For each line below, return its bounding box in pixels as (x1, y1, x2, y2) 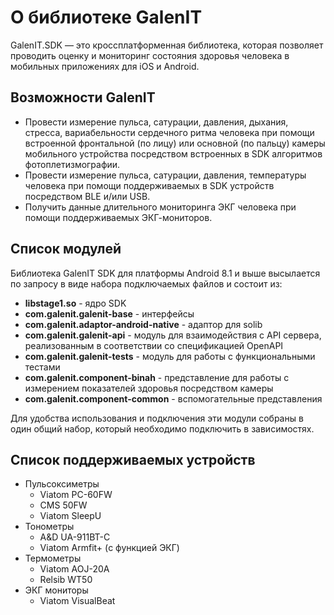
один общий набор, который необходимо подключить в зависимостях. (10, 422, 315, 435)
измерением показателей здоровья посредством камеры (24, 382, 274, 394)
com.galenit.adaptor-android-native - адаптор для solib (24, 318, 263, 330)
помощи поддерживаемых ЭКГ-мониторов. (24, 211, 213, 223)
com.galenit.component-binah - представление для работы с (24, 371, 290, 383)
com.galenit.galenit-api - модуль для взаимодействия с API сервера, (24, 329, 322, 341)
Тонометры (24, 521, 75, 533)
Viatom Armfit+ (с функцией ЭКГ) (39, 542, 180, 554)
